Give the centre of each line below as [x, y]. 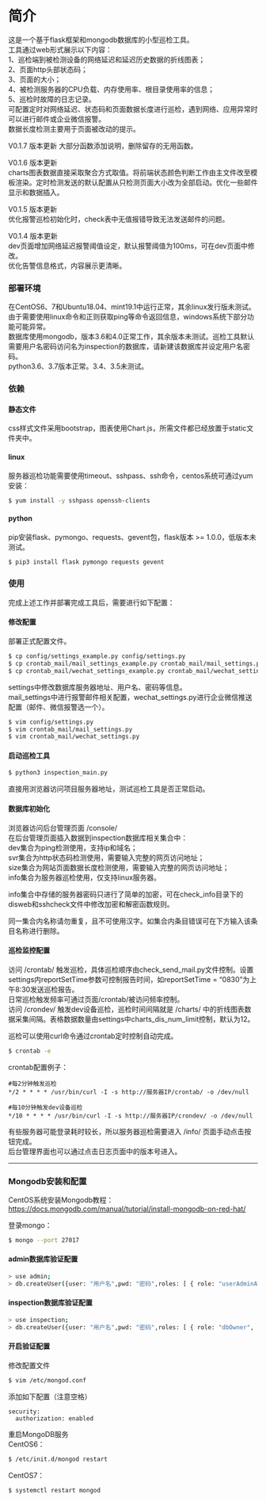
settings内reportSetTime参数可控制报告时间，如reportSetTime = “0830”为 [129, 979]
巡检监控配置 [29, 950]
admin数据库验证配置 [43, 1259]
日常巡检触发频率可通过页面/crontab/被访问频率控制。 [96, 999]
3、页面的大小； [35, 79]
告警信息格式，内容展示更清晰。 [74, 266]
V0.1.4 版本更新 [33, 235]
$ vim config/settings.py [51, 722]
